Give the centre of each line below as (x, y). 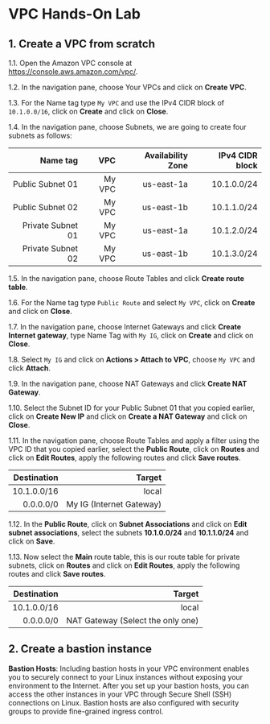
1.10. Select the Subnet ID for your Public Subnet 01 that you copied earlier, (132, 408)
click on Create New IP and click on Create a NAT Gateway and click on (128, 416)
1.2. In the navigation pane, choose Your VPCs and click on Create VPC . (127, 87)
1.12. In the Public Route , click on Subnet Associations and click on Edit (128, 524)
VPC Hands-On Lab (74, 14)
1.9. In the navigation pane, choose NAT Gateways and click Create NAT (128, 384)
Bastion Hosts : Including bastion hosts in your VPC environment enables (129, 668)
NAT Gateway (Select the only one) (133, 621)
